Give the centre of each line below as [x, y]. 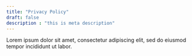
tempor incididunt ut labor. [39, 46]
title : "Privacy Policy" [38, 12]
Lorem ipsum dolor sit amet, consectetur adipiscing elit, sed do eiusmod [96, 40]
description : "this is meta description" [61, 23]
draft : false [23, 17]
